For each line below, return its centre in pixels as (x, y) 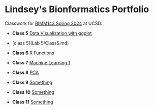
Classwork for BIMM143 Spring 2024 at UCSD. (54, 23)
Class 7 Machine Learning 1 (41, 62)
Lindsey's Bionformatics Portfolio (77, 9)
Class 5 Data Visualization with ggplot (52, 33)
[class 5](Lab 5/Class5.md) (40, 43)
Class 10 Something (33, 92)
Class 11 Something (33, 102)
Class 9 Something (32, 82)
